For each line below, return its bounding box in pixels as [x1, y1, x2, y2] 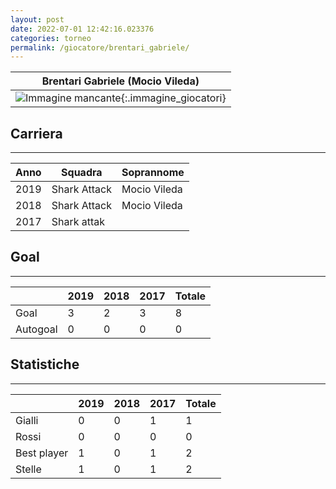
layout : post [10, 14, 65, 25]
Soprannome [121, 166, 185, 180]
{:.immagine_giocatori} [120, 91, 227, 105]
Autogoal [15, 322, 58, 336]
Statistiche [10, 356, 80, 373]
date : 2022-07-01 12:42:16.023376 [10, 24, 155, 34]
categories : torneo [10, 33, 92, 43]
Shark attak [51, 215, 106, 229]
